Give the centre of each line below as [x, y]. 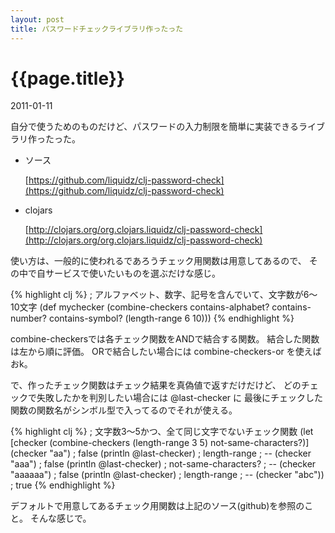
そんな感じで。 [60, 518]
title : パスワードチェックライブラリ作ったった [97, 29]
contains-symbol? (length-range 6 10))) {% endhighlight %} [171, 318]
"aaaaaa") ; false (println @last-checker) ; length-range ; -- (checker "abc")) [167, 475]
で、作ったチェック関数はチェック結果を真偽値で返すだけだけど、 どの [156, 385]
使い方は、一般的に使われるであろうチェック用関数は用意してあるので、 [158, 261]
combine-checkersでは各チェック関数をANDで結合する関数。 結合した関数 [165, 339]
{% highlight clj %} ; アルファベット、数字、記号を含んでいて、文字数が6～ [164, 295]
